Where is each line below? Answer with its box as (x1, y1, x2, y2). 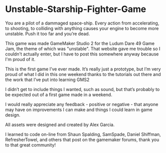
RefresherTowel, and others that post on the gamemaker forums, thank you (5, 136, 160, 142)
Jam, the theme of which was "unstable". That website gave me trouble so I (5, 45, 161, 51)
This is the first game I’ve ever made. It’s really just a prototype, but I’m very (5, 66, 161, 72)
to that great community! (5, 141, 56, 148)
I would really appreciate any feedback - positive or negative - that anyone (5, 101, 159, 107)
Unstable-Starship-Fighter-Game (5, 3, 146, 15)
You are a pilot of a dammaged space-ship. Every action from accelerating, (5, 20, 160, 26)
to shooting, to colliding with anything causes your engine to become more (5, 25, 159, 31)
